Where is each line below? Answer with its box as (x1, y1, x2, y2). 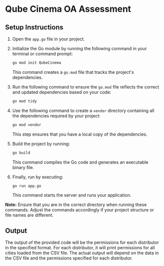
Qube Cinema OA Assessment (5, 3, 131, 15)
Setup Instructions (5, 23, 64, 31)
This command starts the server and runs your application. (12, 192, 131, 198)
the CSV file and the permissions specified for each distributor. (5, 255, 133, 261)
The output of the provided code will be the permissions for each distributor (5, 239, 159, 245)
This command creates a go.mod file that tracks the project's (12, 69, 134, 75)
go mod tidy (12, 98, 37, 104)
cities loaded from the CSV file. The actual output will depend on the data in (5, 250, 159, 256)
